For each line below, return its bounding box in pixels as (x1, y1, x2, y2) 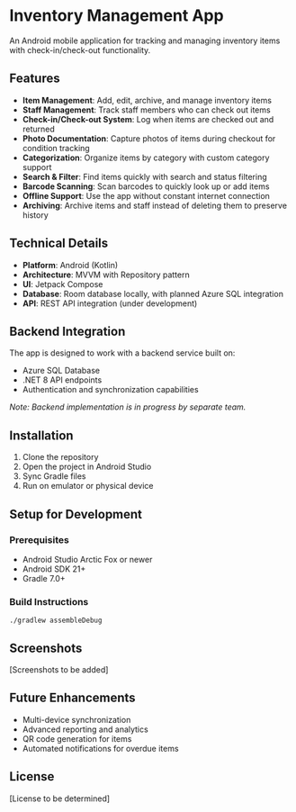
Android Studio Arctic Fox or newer (22, 554, 153, 564)
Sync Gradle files (22, 471, 87, 482)
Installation (9, 428, 74, 443)
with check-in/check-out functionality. (9, 44, 151, 55)
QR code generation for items (22, 733, 132, 744)
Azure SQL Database (22, 365, 101, 376)
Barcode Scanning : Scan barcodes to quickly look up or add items (22, 181, 270, 192)
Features (9, 71, 60, 86)
